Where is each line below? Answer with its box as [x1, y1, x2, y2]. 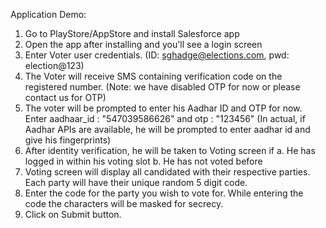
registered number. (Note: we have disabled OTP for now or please [24, 81, 301, 93]
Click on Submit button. [24, 209, 122, 220]
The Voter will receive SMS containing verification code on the [24, 70, 283, 82]
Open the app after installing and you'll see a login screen [24, 39, 263, 50]
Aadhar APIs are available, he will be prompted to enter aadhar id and [24, 124, 311, 135]
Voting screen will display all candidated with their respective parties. [24, 166, 311, 178]
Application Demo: [10, 9, 87, 20]
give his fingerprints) [24, 134, 112, 146]
